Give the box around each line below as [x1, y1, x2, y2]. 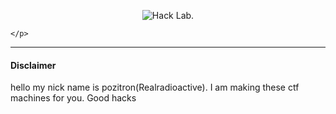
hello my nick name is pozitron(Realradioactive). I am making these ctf [10, 81, 300, 94]
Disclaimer [10, 59, 57, 71]
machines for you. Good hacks [10, 92, 137, 104]
